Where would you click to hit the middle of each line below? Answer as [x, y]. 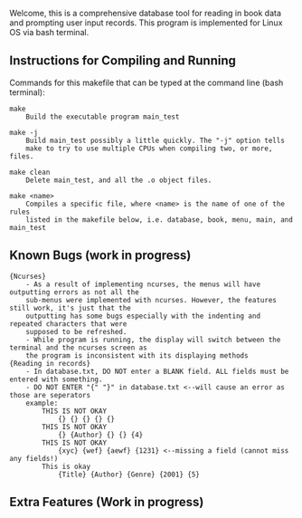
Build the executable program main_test [103, 117]
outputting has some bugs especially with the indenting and [143, 316]
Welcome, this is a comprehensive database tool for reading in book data [146, 13]
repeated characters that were [68, 324]
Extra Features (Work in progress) [107, 502]
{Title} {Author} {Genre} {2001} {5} [129, 475]
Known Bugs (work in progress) [100, 256]
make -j [24, 132]
